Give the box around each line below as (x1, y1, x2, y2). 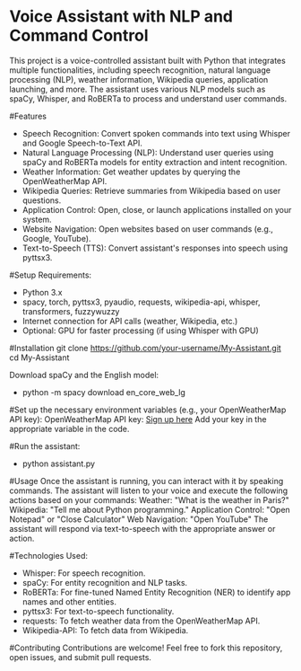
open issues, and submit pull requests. (9, 651, 152, 662)
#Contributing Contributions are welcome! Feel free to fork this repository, (9, 642, 283, 653)
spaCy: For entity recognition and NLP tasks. (21, 577, 188, 587)
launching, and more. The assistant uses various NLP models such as (9, 84, 266, 94)
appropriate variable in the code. (9, 423, 130, 434)
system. (21, 214, 52, 225)
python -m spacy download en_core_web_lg (21, 386, 186, 397)
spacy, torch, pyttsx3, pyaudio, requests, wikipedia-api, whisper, (21, 296, 261, 307)
